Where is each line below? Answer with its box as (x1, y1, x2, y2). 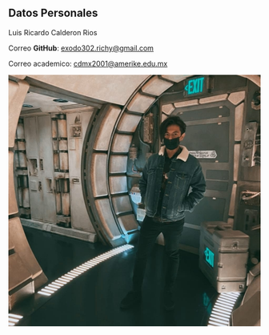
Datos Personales (8, 6, 98, 20)
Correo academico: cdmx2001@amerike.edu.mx (8, 59, 168, 68)
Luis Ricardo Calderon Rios (8, 27, 98, 37)
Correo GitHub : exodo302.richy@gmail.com (8, 43, 155, 53)
